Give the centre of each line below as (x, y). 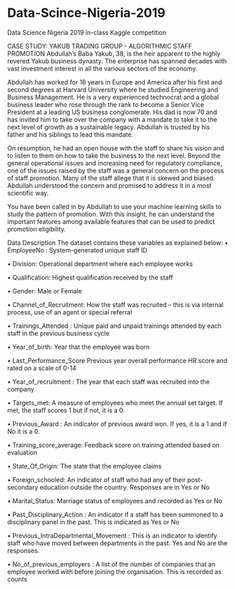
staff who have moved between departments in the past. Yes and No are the (117, 543)
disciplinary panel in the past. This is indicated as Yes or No (94, 521)
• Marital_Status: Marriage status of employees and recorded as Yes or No (115, 500)
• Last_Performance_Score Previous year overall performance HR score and (117, 360)
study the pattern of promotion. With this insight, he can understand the (111, 214)
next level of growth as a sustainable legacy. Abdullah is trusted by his (109, 127)
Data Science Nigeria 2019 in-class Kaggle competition (87, 32)
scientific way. (28, 193)
